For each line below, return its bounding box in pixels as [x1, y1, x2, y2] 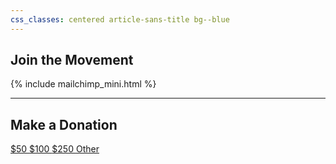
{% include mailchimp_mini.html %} [10, 78, 157, 90]
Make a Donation [10, 116, 118, 133]
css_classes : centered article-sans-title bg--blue [10, 14, 230, 25]
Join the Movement [10, 52, 134, 69]
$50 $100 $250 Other [10, 143, 100, 155]
